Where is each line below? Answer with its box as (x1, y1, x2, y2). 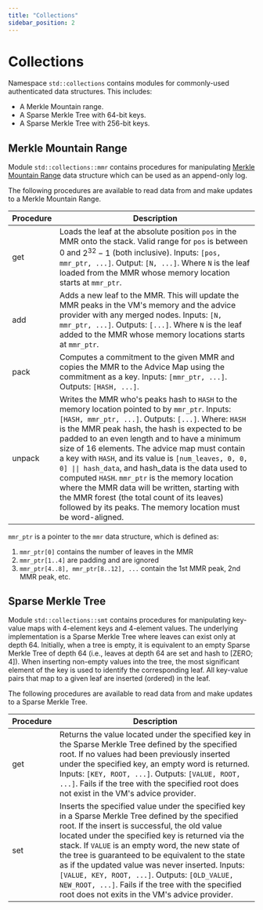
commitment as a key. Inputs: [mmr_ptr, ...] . (59, 371, 228, 382)
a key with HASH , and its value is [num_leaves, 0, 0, (59, 452, 248, 463)
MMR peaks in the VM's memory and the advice (59, 299, 236, 310)
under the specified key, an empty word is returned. (59, 758, 250, 769)
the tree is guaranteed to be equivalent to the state (59, 850, 245, 861)
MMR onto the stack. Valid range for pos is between (59, 236, 248, 247)
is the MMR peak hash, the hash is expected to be (59, 423, 243, 434)
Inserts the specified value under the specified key (59, 801, 246, 812)
